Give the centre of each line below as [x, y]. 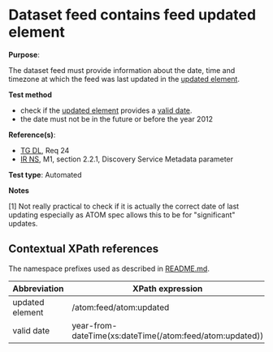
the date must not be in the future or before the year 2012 [117, 118]
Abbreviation [38, 288]
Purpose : [24, 54]
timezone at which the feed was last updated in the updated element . [124, 79]
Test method [30, 94]
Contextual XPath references [84, 249]
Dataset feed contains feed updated [132, 15]
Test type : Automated [45, 174]
